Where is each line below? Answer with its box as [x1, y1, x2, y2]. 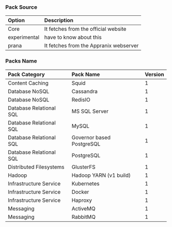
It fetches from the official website [44, 26, 126, 33]
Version [144, 71, 164, 78]
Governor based [71, 134, 111, 141]
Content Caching [8, 79, 49, 87]
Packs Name [5, 57, 37, 65]
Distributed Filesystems [8, 163, 65, 170]
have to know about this [44, 34, 102, 41]
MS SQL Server [71, 108, 109, 115]
